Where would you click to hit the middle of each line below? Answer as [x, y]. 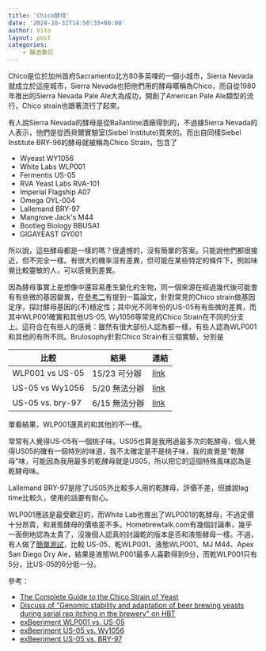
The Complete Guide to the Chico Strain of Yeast [99, 597]
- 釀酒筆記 [38, 52]
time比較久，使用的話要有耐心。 [61, 498]
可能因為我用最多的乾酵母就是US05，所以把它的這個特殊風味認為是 [142, 461]
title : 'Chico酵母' [39, 15]
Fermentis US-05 [48, 175]
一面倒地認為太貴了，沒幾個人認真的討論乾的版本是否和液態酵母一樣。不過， [133, 534]
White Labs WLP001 [52, 167]
